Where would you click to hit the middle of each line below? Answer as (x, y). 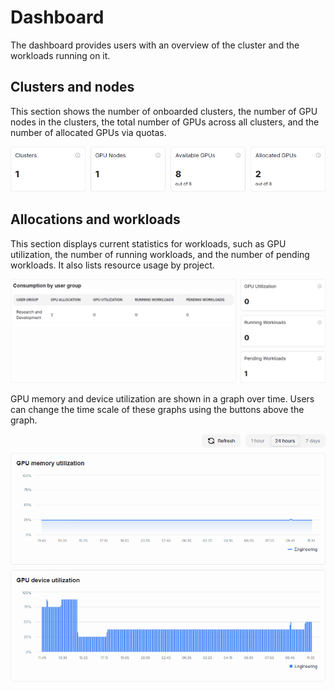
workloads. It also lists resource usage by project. (112, 265)
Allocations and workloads (95, 219)
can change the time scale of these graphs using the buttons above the (157, 409)
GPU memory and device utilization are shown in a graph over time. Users (162, 398)
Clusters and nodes (72, 87)
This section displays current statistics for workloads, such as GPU (148, 243)
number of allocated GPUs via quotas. (88, 132)
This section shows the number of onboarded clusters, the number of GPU (164, 111)
